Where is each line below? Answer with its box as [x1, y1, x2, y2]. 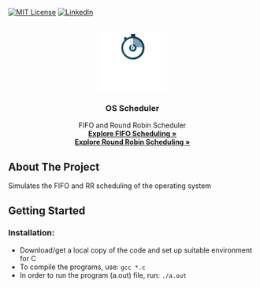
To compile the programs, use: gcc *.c [19, 262, 146, 271]
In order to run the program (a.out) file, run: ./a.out [19, 270, 187, 279]
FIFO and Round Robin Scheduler [78, 120, 187, 130]
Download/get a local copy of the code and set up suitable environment [19, 245, 252, 255]
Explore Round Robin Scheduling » [74, 138, 191, 147]
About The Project [8, 160, 100, 173]
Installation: [8, 227, 55, 238]
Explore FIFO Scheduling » [87, 129, 177, 138]
